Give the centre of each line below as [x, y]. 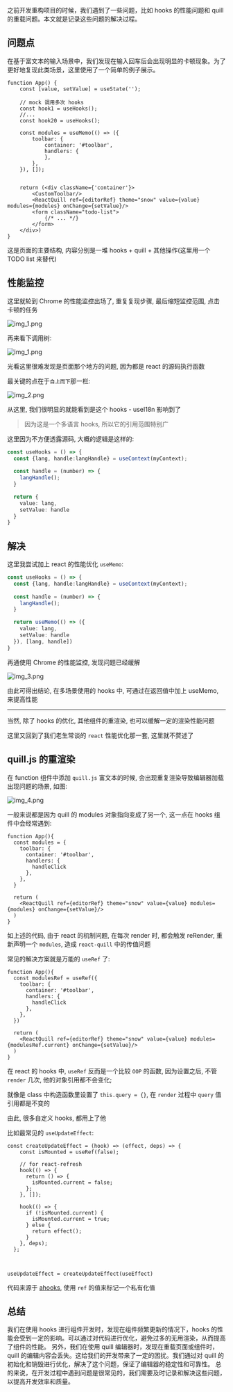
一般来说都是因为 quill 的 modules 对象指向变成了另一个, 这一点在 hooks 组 [114, 814]
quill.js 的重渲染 [41, 759]
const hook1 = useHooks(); [59, 109]
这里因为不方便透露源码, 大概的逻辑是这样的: [71, 439]
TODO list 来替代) [32, 259]
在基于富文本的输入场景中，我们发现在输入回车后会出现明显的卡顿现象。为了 [116, 61]
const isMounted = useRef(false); [69, 1152]
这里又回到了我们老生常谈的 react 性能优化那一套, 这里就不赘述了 [101, 735]
